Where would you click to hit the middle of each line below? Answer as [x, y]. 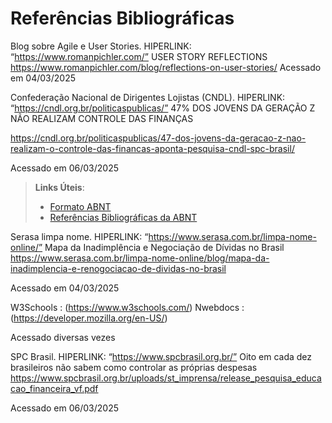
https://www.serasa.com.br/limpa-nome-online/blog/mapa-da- [140, 258]
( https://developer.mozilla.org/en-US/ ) [89, 318]
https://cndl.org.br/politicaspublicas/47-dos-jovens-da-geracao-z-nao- [158, 138]
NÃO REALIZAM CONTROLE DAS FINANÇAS [102, 118]
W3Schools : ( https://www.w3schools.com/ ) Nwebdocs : [127, 307]
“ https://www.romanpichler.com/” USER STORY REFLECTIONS [139, 56]
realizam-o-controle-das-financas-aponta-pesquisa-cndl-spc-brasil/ [152, 148]
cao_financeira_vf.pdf [54, 388]
